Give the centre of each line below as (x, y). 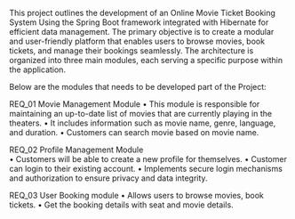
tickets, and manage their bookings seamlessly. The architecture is (132, 51)
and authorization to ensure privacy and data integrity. (108, 178)
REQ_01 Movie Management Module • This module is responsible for (135, 104)
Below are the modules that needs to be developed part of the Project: (138, 87)
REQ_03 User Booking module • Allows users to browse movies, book (137, 195)
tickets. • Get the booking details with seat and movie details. (121, 205)
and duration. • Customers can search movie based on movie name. (134, 132)
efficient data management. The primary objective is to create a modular (142, 32)
